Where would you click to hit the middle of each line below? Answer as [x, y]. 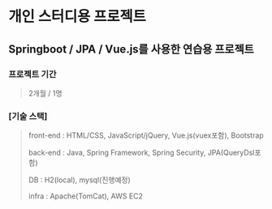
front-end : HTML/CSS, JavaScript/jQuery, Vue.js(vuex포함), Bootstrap [146, 135]
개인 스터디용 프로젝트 [77, 17]
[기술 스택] [28, 116]
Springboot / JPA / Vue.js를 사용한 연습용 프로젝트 [131, 49]
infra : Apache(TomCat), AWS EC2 [86, 196]
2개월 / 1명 [45, 93]
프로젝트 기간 [32, 74]
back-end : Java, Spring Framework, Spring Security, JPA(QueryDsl [141, 153]
